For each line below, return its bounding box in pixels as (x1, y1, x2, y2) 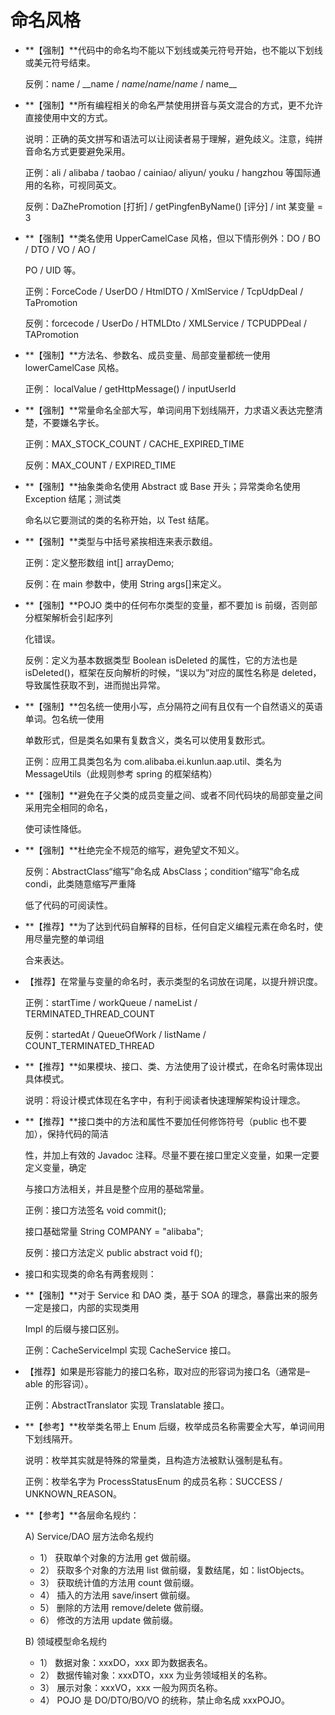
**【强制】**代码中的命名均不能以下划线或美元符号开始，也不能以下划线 (24, 44, 323, 56)
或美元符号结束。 (24, 56, 96, 68)
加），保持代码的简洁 (24, 1127, 109, 1140)
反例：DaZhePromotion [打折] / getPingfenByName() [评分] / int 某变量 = (24, 200, 324, 212)
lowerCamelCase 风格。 (24, 361, 125, 373)
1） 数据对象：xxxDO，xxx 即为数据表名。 (39, 1656, 213, 1668)
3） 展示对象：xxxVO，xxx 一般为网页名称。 (39, 1681, 223, 1693)
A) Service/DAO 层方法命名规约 (24, 1530, 155, 1542)
